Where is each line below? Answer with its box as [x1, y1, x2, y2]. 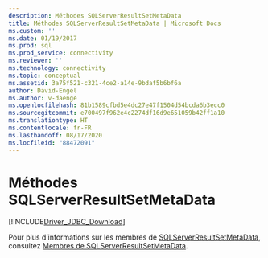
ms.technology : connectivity [8, 64, 106, 72]
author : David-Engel [8, 86, 78, 95]
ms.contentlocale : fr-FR [8, 124, 92, 132]
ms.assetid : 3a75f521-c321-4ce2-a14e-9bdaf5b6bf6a [8, 79, 182, 87]
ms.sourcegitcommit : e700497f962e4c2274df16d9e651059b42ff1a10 [8, 109, 225, 117]
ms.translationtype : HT [8, 117, 89, 125]
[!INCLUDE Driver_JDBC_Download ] [8, 217, 126, 227]
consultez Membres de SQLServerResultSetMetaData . [8, 241, 188, 251]
